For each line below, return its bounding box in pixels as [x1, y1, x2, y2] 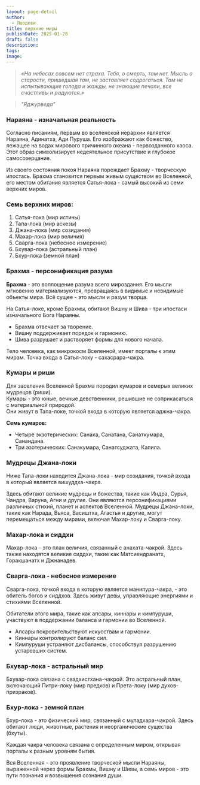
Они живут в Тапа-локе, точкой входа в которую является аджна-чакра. [6, 407, 192, 415]
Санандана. [14, 437, 45, 444]
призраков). [6, 689, 37, 695]
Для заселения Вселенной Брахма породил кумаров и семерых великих [6, 382, 193, 390]
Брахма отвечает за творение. [14, 323, 94, 330]
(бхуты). [6, 729, 27, 737]
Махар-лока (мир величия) [14, 233, 85, 240]
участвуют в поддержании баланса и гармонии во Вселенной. [6, 616, 167, 623]
